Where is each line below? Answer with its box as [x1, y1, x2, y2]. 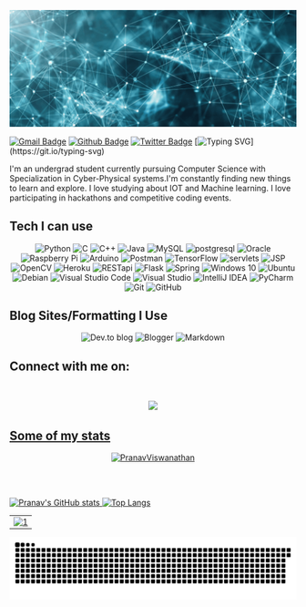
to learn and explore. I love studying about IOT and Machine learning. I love [9, 182, 291, 193]
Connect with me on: [9, 358, 130, 374]
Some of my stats [9, 427, 111, 443]
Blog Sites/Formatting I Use [9, 307, 168, 324]
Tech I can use [9, 219, 94, 234]
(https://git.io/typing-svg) [9, 145, 105, 156]
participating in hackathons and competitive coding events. [9, 192, 232, 203]
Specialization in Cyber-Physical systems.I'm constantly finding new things [9, 172, 291, 183]
